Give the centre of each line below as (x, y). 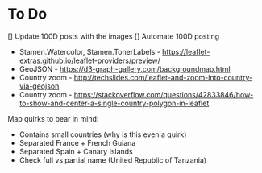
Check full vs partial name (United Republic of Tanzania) (113, 160)
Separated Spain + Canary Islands (76, 151)
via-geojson (39, 86)
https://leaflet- (186, 51)
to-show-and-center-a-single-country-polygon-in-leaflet (114, 103)
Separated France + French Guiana (77, 142)
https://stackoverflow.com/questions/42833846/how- (164, 94)
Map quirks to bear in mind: (53, 118)
